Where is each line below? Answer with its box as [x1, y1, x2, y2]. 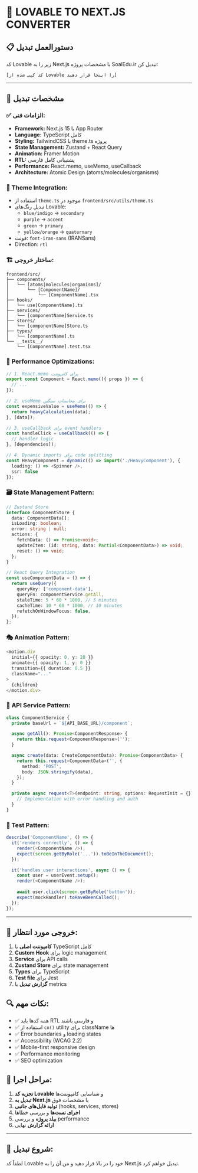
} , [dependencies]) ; [6, 442, 57, 447]
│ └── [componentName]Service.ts [6, 313, 94, 319]
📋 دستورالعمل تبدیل [6, 42, 74, 52]
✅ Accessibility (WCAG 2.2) [14, 1037, 82, 1044]
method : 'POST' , [21, 763, 62, 769]
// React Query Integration [6, 570, 75, 576]
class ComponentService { [6, 714, 70, 721]
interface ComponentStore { [6, 509, 75, 515]
